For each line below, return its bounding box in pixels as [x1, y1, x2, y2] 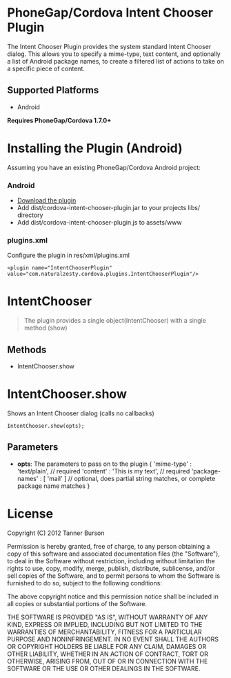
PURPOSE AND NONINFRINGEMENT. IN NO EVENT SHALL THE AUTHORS [7, 634, 219, 643]
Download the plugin [17, 196, 77, 205]
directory [17, 211, 43, 219]
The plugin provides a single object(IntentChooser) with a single [23, 317, 207, 325]
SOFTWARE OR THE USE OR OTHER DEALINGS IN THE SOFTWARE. [7, 664, 201, 672]
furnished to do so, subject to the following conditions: [7, 578, 162, 587]
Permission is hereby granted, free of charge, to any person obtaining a [7, 542, 210, 550]
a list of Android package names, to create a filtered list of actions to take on [7, 57, 224, 65]
